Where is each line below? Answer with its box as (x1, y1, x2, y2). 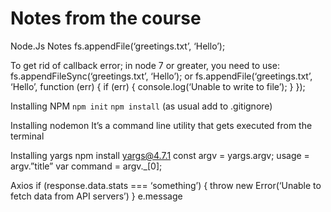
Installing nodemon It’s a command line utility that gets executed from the (10, 119, 313, 131)
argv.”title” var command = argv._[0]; (10, 160, 163, 172)
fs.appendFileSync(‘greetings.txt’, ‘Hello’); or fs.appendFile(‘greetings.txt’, (10, 70, 313, 82)
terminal (10, 130, 45, 142)
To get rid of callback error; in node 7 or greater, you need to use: (10, 59, 280, 71)
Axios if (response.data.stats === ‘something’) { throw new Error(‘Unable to (10, 179, 322, 191)
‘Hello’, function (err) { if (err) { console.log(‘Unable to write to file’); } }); (10, 80, 306, 92)
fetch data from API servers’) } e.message (10, 190, 183, 202)
